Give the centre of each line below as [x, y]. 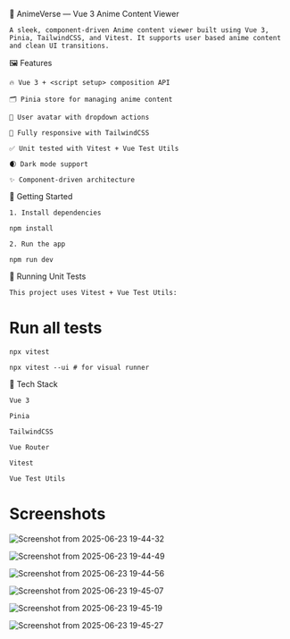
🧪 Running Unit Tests [48, 276]
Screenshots [58, 514]
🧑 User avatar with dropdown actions [79, 117]
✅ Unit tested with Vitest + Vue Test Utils [94, 148]
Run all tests [56, 328]
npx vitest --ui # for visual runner [79, 367]
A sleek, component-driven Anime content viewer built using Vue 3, [139, 30]
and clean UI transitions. [59, 46]
